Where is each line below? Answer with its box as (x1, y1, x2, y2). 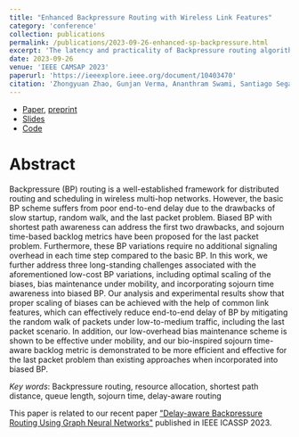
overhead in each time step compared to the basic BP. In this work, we (9, 250, 269, 260)
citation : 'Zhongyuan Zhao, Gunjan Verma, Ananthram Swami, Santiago (9, 79, 273, 88)
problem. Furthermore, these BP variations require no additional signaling (9, 240, 278, 251)
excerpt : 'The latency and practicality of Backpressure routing (9, 46, 256, 55)
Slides (21, 113, 45, 124)
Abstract (9, 153, 76, 174)
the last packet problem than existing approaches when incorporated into (9, 354, 279, 365)
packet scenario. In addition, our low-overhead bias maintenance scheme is (9, 326, 287, 336)
